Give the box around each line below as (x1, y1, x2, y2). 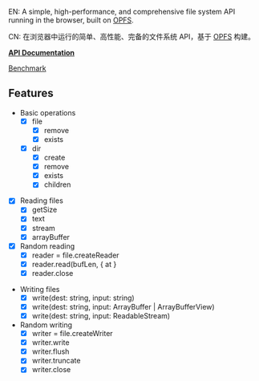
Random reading (19, 241, 75, 251)
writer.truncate (31, 356, 81, 366)
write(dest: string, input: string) (31, 293, 135, 302)
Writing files (19, 284, 60, 294)
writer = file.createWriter (31, 329, 114, 338)
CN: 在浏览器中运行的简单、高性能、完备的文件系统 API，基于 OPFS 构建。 (8, 32, 255, 41)
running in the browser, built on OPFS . (8, 15, 134, 25)
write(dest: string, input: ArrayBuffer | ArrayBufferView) (31, 302, 215, 311)
